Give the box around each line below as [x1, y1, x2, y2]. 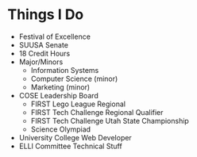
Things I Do [7, 6, 84, 24]
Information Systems [30, 65, 99, 75]
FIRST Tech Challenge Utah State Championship [30, 116, 190, 125]
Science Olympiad [30, 124, 91, 134]
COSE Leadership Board [18, 90, 98, 100]
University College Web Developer [18, 132, 132, 142]
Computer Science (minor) [30, 74, 118, 83]
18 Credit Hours [18, 48, 71, 58]
